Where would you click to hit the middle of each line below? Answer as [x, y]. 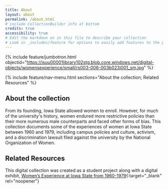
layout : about [20, 15]
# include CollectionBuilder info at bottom [52, 24]
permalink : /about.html [30, 19]
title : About [19, 10]
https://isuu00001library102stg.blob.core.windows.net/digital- [90, 62]
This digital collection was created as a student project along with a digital [81, 170]
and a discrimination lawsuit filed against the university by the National [78, 137]
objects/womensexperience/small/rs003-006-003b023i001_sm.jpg [74, 67]
